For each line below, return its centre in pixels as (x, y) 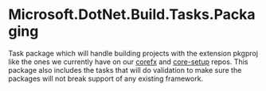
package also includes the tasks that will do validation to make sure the (125, 70)
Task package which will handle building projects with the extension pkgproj (133, 53)
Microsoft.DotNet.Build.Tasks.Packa (132, 15)
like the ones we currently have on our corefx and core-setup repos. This (128, 62)
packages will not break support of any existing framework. (106, 78)
